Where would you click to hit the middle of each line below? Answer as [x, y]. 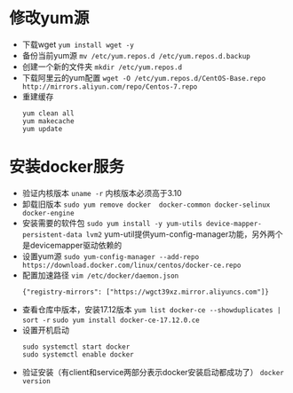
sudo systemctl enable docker [78, 354]
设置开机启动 [45, 330]
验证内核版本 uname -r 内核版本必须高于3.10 [102, 193]
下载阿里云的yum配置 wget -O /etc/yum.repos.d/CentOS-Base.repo [144, 77]
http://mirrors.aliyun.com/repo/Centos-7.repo [110, 86]
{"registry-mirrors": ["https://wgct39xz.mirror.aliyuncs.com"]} [145, 292]
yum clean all [48, 113]
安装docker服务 [67, 167]
